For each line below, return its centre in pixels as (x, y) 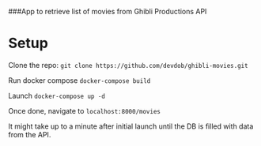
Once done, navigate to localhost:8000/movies (84, 110)
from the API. (30, 134)
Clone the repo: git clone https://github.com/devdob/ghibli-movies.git (128, 65)
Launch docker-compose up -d (57, 95)
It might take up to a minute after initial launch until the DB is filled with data (131, 126)
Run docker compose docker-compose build (79, 80)
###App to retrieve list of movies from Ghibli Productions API (108, 11)
